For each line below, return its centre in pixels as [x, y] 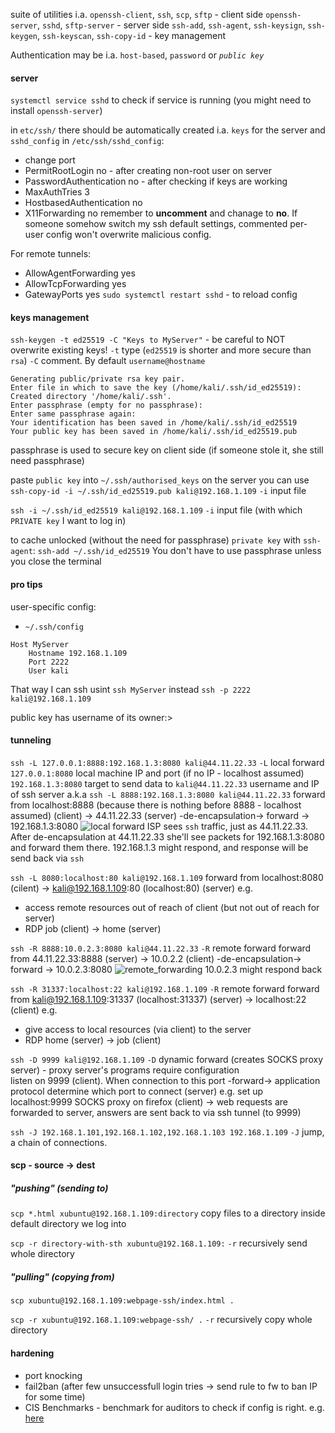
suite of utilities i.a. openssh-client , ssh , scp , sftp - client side [137, 14]
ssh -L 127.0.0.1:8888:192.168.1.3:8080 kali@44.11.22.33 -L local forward [167, 762]
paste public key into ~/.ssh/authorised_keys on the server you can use [160, 480]
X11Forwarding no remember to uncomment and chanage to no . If [161, 213]
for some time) [55, 1396]
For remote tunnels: [51, 254]
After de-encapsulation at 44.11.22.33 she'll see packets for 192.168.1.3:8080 [167, 836]
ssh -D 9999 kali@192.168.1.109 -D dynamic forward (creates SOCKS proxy [167, 1059]
